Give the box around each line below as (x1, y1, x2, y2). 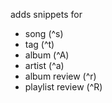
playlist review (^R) (24, 81, 103, 93)
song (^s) (24, 28, 64, 39)
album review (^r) (24, 70, 97, 82)
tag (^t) (24, 39, 55, 50)
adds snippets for (10, 9, 83, 20)
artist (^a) (24, 60, 65, 71)
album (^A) (24, 49, 70, 61)
